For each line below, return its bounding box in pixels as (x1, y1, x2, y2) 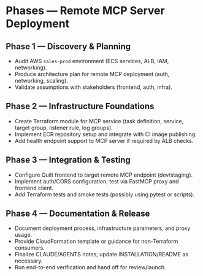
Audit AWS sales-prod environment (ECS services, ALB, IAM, (14, 58, 169, 64)
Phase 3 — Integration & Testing (6, 155, 131, 166)
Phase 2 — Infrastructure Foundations (6, 101, 155, 112)
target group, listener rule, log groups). (14, 124, 113, 131)
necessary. (14, 257, 43, 264)
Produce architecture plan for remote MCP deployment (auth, (14, 71, 170, 77)
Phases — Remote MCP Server (6, 4, 165, 18)
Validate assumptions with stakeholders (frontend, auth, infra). (14, 83, 173, 91)
